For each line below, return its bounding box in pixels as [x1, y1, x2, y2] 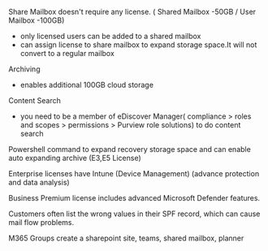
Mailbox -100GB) [8, 15, 65, 25]
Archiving [8, 64, 41, 74]
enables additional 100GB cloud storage [19, 80, 154, 89]
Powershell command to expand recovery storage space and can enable [8, 145, 252, 154]
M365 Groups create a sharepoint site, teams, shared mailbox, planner [8, 233, 244, 243]
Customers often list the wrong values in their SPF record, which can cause [8, 209, 261, 219]
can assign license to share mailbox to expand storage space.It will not [19, 40, 257, 50]
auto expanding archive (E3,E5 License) [8, 154, 142, 162]
